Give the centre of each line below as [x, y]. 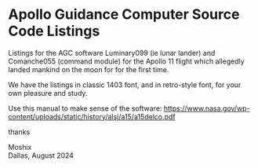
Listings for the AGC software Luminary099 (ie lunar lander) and [112, 53]
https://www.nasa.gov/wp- [207, 108]
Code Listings [54, 31]
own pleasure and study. [48, 93]
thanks [19, 132]
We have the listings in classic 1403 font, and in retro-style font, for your [125, 85]
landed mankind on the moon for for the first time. [89, 69]
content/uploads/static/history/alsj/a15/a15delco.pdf [92, 116]
